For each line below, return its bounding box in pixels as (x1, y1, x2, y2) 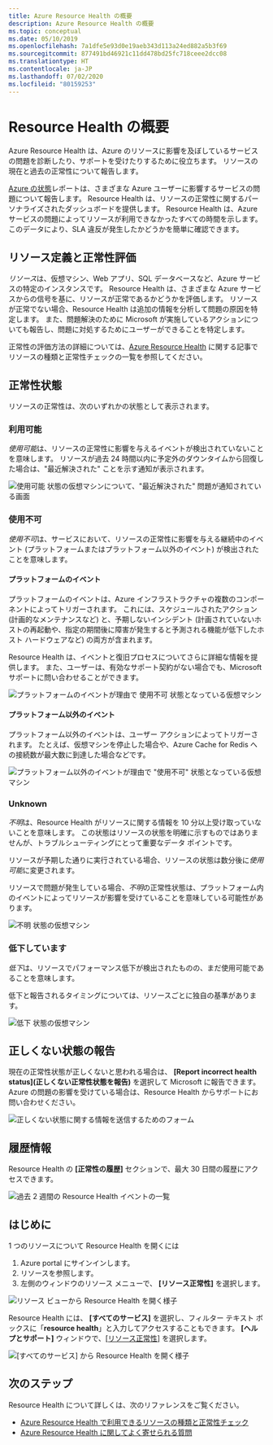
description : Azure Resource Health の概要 (8, 20, 154, 28)
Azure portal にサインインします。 (19, 1259, 135, 1268)
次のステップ (8, 1377, 73, 1390)
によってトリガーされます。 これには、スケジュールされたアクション (29, 604, 258, 614)
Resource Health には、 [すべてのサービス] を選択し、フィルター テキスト (8, 1313, 254, 1323)
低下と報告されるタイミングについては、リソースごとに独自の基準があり (8, 990, 250, 1000)
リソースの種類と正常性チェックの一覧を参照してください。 (8, 352, 207, 362)
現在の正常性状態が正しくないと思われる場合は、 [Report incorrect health (8, 1067, 258, 1077)
